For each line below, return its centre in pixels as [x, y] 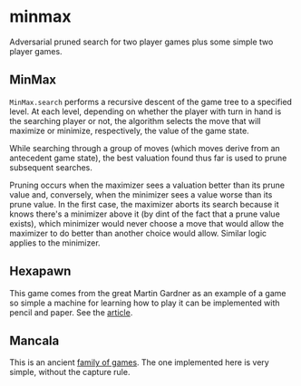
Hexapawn [40, 271]
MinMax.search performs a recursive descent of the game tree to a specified [151, 101]
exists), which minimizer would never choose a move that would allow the [146, 223]
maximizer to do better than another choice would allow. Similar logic [138, 233]
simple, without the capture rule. [70, 372]
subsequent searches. [51, 167]
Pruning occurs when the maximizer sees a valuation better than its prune [147, 185]
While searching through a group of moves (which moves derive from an [145, 148]
